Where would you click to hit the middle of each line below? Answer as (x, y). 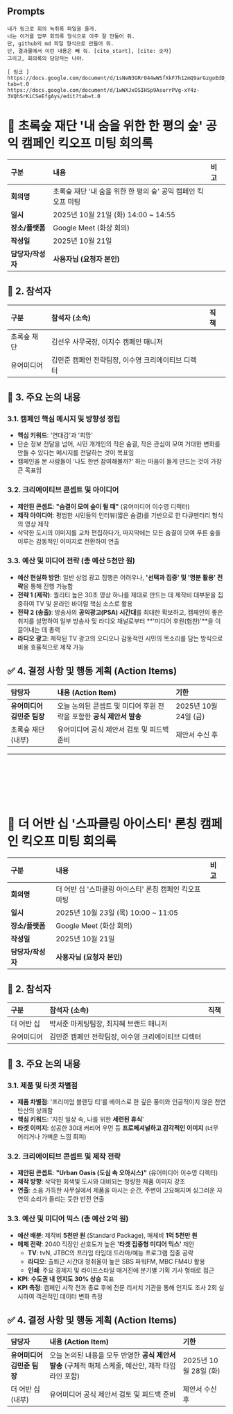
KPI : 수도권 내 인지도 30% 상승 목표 (66, 1279)
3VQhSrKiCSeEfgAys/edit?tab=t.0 (54, 96)
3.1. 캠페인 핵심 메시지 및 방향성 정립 (64, 418)
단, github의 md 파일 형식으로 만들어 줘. (61, 44)
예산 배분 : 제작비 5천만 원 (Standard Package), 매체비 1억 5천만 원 (107, 1235)
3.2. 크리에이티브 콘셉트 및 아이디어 (63, 490)
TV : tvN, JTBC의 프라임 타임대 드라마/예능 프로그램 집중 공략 (111, 1252)
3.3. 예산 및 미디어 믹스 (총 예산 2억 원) (68, 1219)
